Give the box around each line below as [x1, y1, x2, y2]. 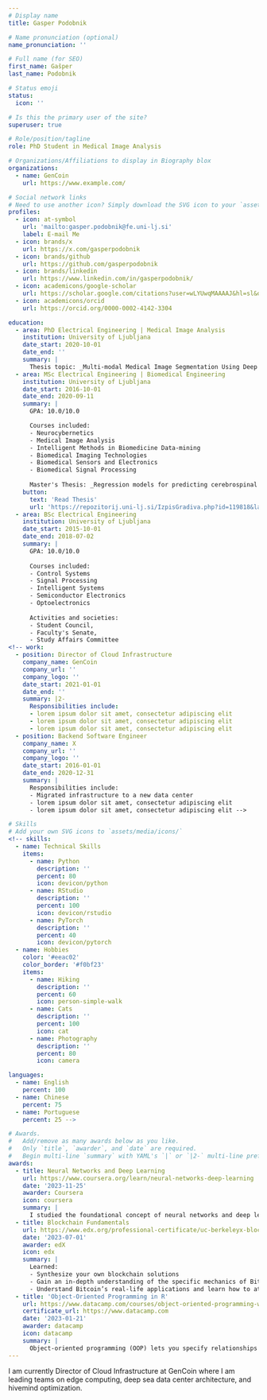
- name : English [15, 1079, 69, 1087]
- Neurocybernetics [29, 429, 94, 437]
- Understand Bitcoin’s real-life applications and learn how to [29, 1285, 250, 1293]
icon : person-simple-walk [37, 998, 123, 1006]
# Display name [8, 11, 59, 20]
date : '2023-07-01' [22, 1233, 87, 1241]
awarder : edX [22, 1241, 66, 1249]
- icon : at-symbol [15, 215, 77, 223]
